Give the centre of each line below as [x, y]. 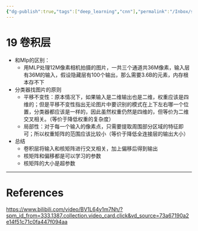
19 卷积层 [29, 42]
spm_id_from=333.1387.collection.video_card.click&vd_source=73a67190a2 [98, 215]
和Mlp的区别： [32, 60]
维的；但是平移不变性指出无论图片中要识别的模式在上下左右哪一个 [103, 104]
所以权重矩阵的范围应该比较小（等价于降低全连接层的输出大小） [111, 134]
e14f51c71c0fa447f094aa [37, 222]
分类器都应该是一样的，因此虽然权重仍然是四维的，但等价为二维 [111, 111]
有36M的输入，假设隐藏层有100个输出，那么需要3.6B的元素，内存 [103, 75]
